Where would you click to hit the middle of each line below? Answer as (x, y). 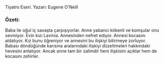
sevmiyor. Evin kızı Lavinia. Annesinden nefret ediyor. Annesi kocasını (75, 36)
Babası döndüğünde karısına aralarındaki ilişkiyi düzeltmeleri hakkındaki (78, 46)
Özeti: (13, 20)
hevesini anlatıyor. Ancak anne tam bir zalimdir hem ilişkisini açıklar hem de (81, 51)
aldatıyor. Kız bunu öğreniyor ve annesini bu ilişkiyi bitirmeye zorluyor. (76, 41)
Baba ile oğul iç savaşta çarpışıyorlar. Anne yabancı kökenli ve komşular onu (82, 30)
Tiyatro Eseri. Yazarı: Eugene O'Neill (42, 7)
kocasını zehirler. (22, 56)
